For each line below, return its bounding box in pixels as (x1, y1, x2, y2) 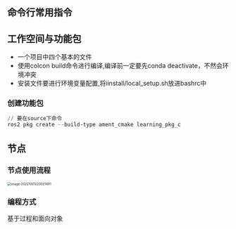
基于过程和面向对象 (7, 214, 63, 223)
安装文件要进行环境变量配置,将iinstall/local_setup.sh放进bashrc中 (17, 79, 207, 88)
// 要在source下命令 (7, 115, 62, 122)
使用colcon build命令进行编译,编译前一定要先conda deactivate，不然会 (17, 62, 223, 70)
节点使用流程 (7, 165, 51, 175)
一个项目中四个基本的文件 (17, 53, 92, 61)
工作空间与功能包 (7, 32, 82, 44)
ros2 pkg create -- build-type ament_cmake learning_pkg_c (7, 122, 181, 129)
